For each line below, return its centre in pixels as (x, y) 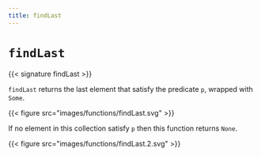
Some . (17, 97)
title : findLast (35, 15)
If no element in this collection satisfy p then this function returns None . (123, 128)
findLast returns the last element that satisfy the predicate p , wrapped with (130, 89)
